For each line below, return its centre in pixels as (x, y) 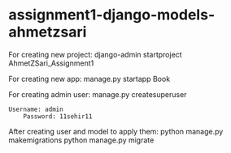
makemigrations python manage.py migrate (81, 140)
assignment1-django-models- (112, 15)
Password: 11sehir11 (58, 116)
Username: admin (36, 109)
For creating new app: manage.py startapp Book (89, 79)
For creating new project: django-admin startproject (95, 54)
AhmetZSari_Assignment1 (51, 63)
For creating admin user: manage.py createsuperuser (98, 94)
